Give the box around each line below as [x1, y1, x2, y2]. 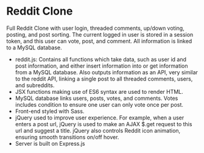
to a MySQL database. [6, 44, 62, 51]
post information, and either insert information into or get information [15, 62, 188, 69]
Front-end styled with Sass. [15, 107, 85, 115]
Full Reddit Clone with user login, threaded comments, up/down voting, [6, 24, 185, 32]
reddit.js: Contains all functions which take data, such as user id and [15, 55, 187, 63]
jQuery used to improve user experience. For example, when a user [15, 114, 185, 121]
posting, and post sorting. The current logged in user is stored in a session [6, 30, 194, 38]
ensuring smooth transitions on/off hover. [15, 133, 119, 141]
